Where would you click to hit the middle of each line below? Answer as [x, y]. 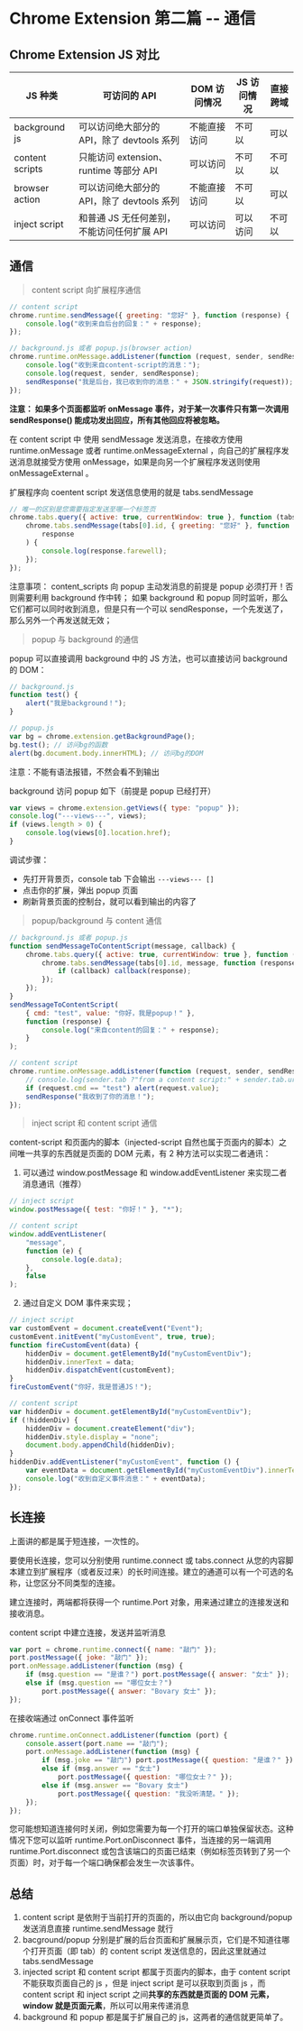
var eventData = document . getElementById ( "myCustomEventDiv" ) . [147, 1471]
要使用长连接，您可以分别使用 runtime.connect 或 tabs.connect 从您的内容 [147, 1560]
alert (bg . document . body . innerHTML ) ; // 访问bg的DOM [106, 753]
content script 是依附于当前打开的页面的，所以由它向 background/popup [157, 1917]
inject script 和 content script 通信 [94, 1123]
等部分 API [135, 170]
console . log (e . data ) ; [83, 1259]
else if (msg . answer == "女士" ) [101, 1769]
